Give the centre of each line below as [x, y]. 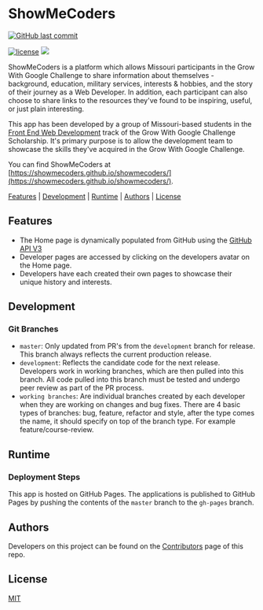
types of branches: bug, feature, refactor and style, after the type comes [137, 413]
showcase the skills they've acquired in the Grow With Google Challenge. [126, 149]
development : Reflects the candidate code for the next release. [120, 363]
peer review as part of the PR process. [82, 388]
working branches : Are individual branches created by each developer [132, 396]
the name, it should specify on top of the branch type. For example [128, 421]
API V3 [31, 248]
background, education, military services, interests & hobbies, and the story [131, 83]
